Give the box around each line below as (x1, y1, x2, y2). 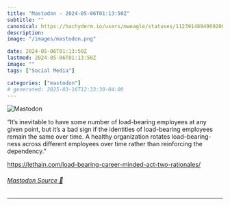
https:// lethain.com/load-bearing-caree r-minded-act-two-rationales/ (7, 161, 201, 169)
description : (7, 29, 44, 36)
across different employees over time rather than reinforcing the (22, 140, 203, 148)
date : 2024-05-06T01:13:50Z (7, 48, 88, 55)
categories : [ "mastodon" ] (7, 80, 81, 87)
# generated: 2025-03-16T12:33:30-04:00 (7, 86, 125, 93)
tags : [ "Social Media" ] (7, 67, 75, 74)
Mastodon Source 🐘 (7, 176, 64, 184)
